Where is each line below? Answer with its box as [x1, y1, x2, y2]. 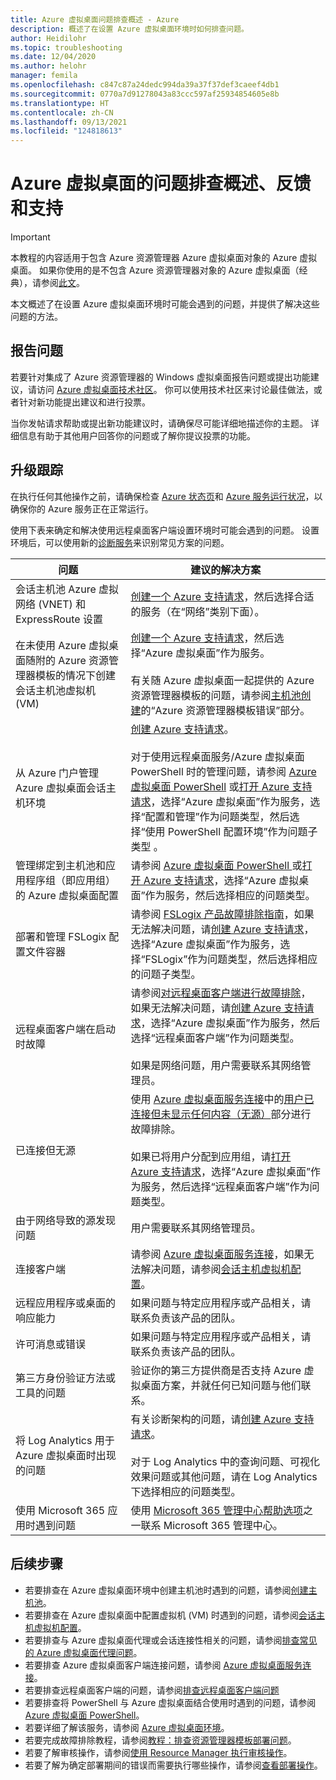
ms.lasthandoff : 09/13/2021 [10, 117, 128, 127]
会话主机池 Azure [15, 582, 97, 596]
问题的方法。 [10, 311, 63, 323]
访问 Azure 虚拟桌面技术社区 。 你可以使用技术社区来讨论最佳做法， [36, 383, 314, 395]
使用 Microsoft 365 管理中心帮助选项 [130, 1503, 303, 1517]
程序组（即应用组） [25, 873, 117, 887]
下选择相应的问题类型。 [130, 1484, 242, 1498]
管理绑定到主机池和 [15, 858, 107, 872]
